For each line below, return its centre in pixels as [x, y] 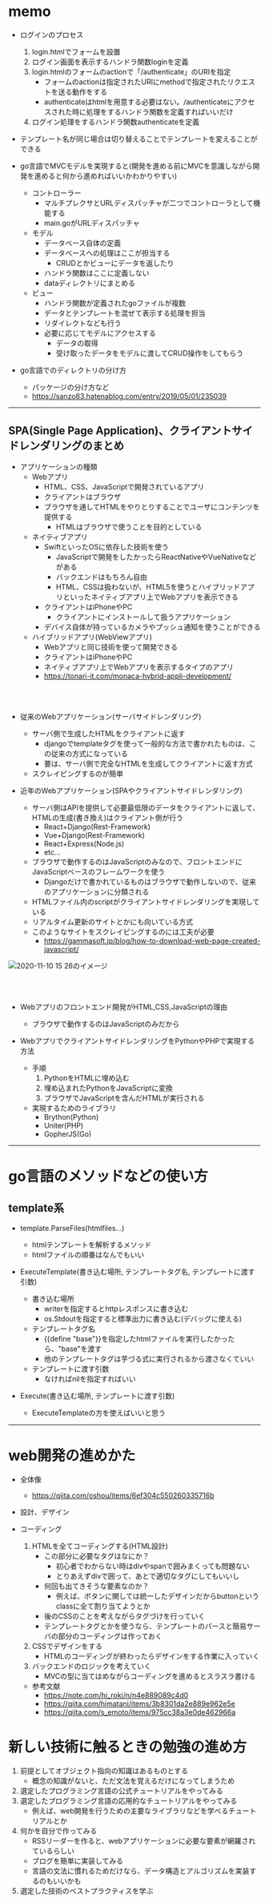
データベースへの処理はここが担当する [107, 253]
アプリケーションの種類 [58, 466]
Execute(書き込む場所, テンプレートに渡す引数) [97, 1395]
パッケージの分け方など [70, 387]
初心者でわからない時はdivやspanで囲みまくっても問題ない [153, 1566]
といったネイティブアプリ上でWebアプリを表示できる [151, 597]
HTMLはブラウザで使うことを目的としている [129, 526]
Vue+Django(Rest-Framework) [94, 835]
